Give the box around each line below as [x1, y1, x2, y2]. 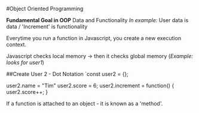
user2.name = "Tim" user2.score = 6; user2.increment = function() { [6, 82, 174, 89]
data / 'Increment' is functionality [6, 23, 88, 30]
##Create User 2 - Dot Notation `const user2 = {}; [6, 71, 128, 77]
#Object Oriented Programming [6, 5, 84, 12]
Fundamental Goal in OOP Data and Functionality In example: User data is [6, 17, 189, 23]
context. [6, 41, 27, 48]
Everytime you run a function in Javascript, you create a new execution [6, 35, 181, 41]
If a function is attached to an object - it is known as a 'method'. [6, 100, 163, 107]
